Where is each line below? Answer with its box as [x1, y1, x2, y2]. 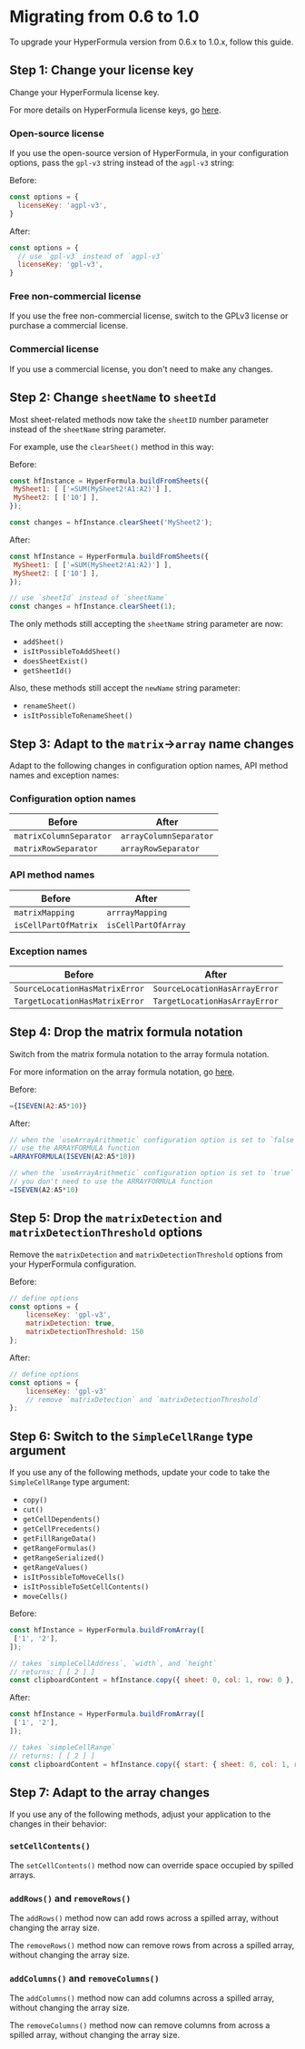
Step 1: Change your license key [9, 63, 194, 78]
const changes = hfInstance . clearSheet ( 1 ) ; [9, 602, 177, 612]
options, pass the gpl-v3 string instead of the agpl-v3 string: [9, 157, 235, 169]
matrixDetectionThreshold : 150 [25, 1328, 144, 1337]
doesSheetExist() [22, 657, 89, 666]
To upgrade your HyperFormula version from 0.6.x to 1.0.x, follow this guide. [9, 36, 294, 47]
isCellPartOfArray [106, 919, 186, 930]
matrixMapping [14, 907, 75, 917]
